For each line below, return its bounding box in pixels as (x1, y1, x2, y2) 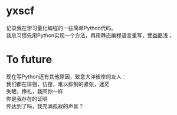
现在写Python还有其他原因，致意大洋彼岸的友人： (6, 73, 127, 80)
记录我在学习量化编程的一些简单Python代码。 (6, 24, 117, 31)
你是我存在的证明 (6, 95, 48, 102)
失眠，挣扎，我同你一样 (6, 87, 63, 95)
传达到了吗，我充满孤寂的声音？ (6, 102, 84, 110)
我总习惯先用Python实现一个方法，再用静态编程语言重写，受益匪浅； (6, 31, 173, 39)
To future (6, 53, 52, 66)
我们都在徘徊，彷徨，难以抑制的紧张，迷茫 (6, 80, 110, 87)
